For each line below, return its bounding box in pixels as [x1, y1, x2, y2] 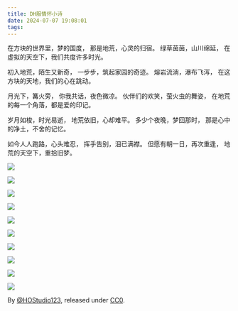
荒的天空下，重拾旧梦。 [7, 148, 76, 157]
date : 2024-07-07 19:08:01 [7, 17, 87, 24]
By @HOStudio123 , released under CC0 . [7, 296, 126, 305]
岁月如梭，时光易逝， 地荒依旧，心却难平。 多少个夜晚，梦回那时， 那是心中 [7, 116, 231, 124]
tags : [7, 23, 23, 31]
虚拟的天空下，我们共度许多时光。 [7, 53, 107, 61]
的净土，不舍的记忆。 [7, 125, 70, 133]
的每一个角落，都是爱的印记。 [7, 101, 94, 109]
